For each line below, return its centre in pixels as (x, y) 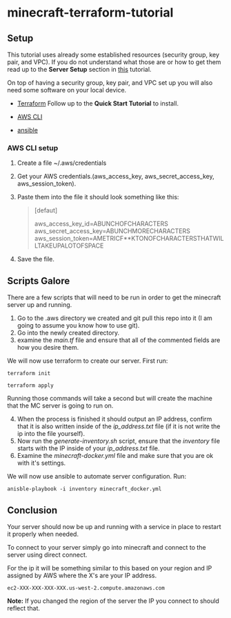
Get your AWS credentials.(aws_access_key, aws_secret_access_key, (116, 177)
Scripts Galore (39, 281)
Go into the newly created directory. (68, 333)
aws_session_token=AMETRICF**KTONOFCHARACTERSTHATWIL (129, 239)
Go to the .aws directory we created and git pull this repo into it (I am (114, 318)
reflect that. (23, 608)
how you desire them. (48, 348)
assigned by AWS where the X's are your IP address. (82, 575)
